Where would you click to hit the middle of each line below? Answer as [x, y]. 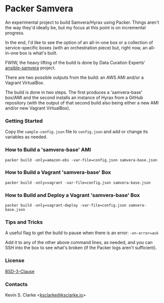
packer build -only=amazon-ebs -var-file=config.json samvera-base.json [81, 160]
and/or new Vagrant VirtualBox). [38, 108]
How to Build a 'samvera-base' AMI [48, 150]
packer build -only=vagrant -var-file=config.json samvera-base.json [78, 183]
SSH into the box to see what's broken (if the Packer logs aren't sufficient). [81, 248]
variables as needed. [26, 137]
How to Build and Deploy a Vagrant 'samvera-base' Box [73, 195]
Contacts [16, 284]
